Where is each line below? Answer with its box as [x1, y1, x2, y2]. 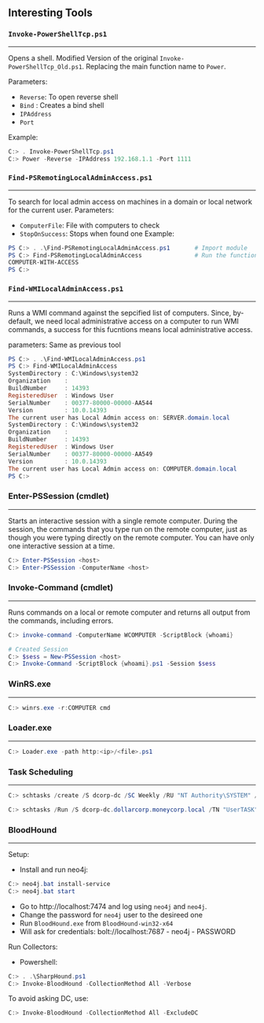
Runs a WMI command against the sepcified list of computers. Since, [8, 308, 232, 317]
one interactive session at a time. [8, 541, 115, 550]
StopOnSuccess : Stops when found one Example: [19, 228, 175, 238]
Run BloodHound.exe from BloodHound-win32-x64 [19, 918, 174, 928]
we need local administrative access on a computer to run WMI [34, 316, 240, 326]
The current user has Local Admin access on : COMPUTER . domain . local [8, 464, 237, 473]
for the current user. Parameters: [8, 205, 114, 215]
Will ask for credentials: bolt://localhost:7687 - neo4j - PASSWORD [19, 926, 236, 936]
